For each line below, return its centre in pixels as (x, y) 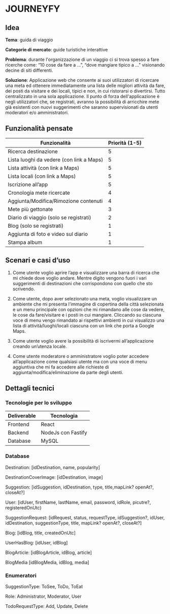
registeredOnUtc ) (23, 508)
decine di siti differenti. (29, 70)
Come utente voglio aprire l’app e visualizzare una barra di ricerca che (86, 272)
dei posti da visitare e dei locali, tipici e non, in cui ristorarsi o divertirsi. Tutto (85, 91)
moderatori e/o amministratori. (37, 113)
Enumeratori (21, 575)
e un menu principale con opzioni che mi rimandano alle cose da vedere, (89, 309)
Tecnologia (64, 416)
